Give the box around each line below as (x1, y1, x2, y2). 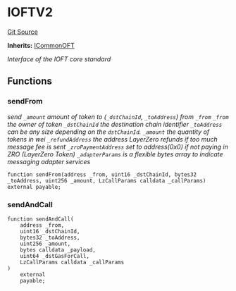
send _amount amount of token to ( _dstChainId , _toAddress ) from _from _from (7, 112, 229, 120)
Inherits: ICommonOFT (7, 41, 75, 49)
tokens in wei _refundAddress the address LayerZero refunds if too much (7, 135, 218, 143)
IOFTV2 (7, 4, 54, 20)
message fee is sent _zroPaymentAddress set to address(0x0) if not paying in (7, 142, 229, 151)
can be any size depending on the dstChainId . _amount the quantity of (7, 128, 210, 136)
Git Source (7, 27, 39, 36)
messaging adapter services (7, 157, 91, 166)
